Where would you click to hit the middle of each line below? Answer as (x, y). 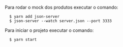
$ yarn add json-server (34, 17)
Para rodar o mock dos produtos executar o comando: (61, 7)
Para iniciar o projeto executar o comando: (49, 30)
